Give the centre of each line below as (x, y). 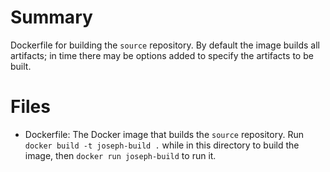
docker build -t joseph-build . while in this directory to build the (162, 145)
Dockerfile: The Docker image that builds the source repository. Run (164, 134)
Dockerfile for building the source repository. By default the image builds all (165, 45)
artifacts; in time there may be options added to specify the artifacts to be (162, 55)
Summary (51, 17)
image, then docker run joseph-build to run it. (120, 155)
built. (21, 66)
